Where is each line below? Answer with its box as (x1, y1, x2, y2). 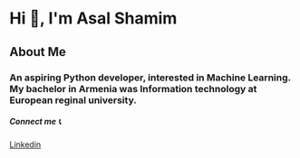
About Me (9, 44, 66, 60)
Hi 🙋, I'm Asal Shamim (9, 8, 178, 29)
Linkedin (9, 139, 42, 150)
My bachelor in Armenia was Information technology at (9, 82, 257, 95)
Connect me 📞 (9, 116, 62, 127)
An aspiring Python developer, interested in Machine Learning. (9, 71, 292, 84)
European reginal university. (9, 94, 138, 107)
